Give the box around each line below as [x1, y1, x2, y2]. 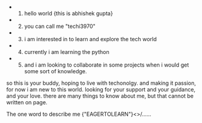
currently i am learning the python [24, 48, 110, 55]
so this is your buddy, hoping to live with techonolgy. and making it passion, [6, 79, 197, 87]
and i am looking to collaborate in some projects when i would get [24, 61, 189, 68]
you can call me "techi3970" [24, 22, 96, 30]
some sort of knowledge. [24, 68, 87, 75]
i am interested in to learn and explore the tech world [24, 36, 157, 42]
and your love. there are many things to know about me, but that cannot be [6, 92, 194, 99]
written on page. [6, 99, 47, 106]
